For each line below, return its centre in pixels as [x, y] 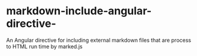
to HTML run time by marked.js [44, 46]
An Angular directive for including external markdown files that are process [99, 40]
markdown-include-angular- [79, 11]
